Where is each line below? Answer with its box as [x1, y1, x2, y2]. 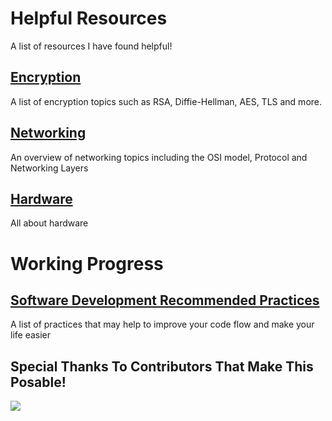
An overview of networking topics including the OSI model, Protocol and [10, 151, 308, 163]
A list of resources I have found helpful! [10, 40, 173, 52]
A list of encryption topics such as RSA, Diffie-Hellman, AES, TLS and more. [10, 95, 323, 107]
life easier [10, 329, 52, 341]
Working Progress [10, 252, 164, 275]
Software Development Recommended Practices [10, 292, 320, 309]
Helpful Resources [10, 7, 168, 30]
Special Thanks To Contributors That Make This [10, 358, 314, 375]
